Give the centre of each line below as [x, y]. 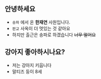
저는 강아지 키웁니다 [32, 65]
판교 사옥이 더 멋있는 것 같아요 [41, 28]
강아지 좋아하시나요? [35, 52]
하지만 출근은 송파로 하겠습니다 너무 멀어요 [54, 35]
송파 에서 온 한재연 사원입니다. [41, 22]
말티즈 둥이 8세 [27, 71]
